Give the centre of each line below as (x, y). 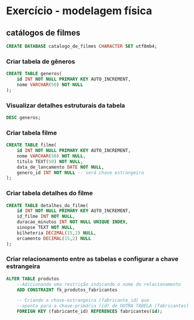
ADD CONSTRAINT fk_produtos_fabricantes (67, 290)
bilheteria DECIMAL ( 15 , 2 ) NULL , (56, 233)
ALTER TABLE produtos (33, 279)
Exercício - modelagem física (79, 11)
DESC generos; (24, 117)
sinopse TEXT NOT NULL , (46, 228)
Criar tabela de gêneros (41, 62)
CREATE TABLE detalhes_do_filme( (47, 205)
